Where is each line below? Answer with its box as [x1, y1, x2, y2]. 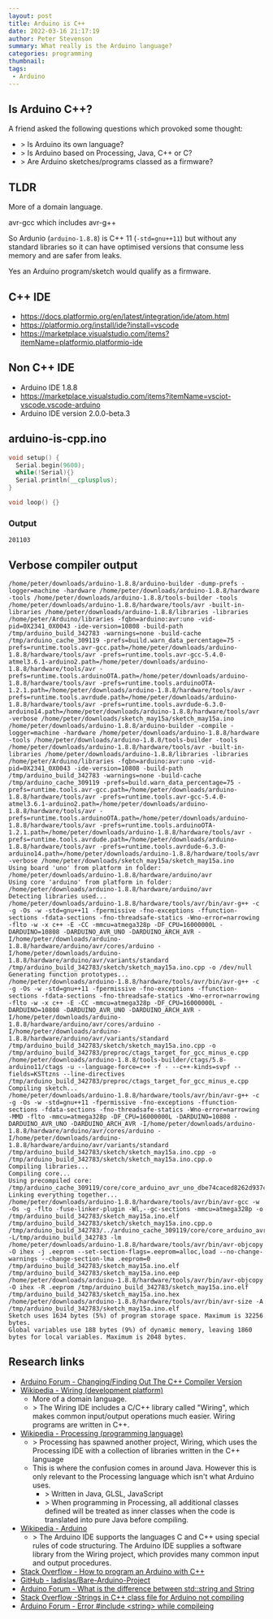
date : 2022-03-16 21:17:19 [8, 27, 100, 35]
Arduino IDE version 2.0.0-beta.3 [19, 408, 131, 418]
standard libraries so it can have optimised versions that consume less [8, 242, 245, 252]
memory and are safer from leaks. [8, 251, 122, 261]
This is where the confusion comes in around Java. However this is [32, 1463, 258, 1473]
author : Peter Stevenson [8, 34, 93, 43]
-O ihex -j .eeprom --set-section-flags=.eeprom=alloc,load [8, 1248, 217, 1256]
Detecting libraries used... [8, 893, 107, 901]
